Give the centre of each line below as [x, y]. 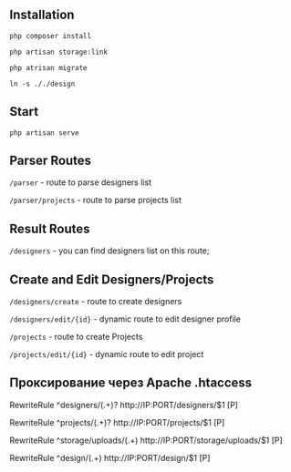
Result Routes [50, 228]
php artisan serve [44, 133]
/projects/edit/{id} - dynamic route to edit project [107, 354]
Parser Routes [51, 161]
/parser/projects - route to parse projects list [96, 200]
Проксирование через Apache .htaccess [131, 383]
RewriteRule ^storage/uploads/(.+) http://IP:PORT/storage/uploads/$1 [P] [146, 440]
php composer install [51, 36]
